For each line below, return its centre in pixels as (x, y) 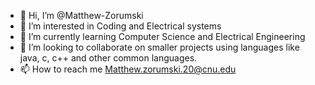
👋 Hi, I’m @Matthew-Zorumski (81, 15)
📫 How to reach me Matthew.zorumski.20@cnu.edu (128, 69)
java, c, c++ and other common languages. (108, 58)
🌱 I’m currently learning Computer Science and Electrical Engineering (162, 36)
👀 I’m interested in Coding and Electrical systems (120, 26)
